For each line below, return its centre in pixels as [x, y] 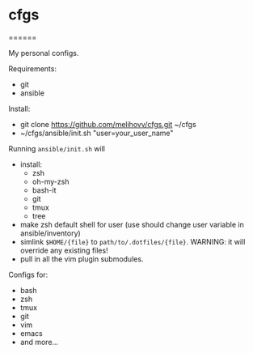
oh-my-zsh [51, 181]
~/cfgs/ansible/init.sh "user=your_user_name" [97, 133]
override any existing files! [64, 250]
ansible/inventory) [50, 233]
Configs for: [28, 274]
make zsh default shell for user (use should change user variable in [132, 224]
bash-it [44, 190]
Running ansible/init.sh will [57, 148]
